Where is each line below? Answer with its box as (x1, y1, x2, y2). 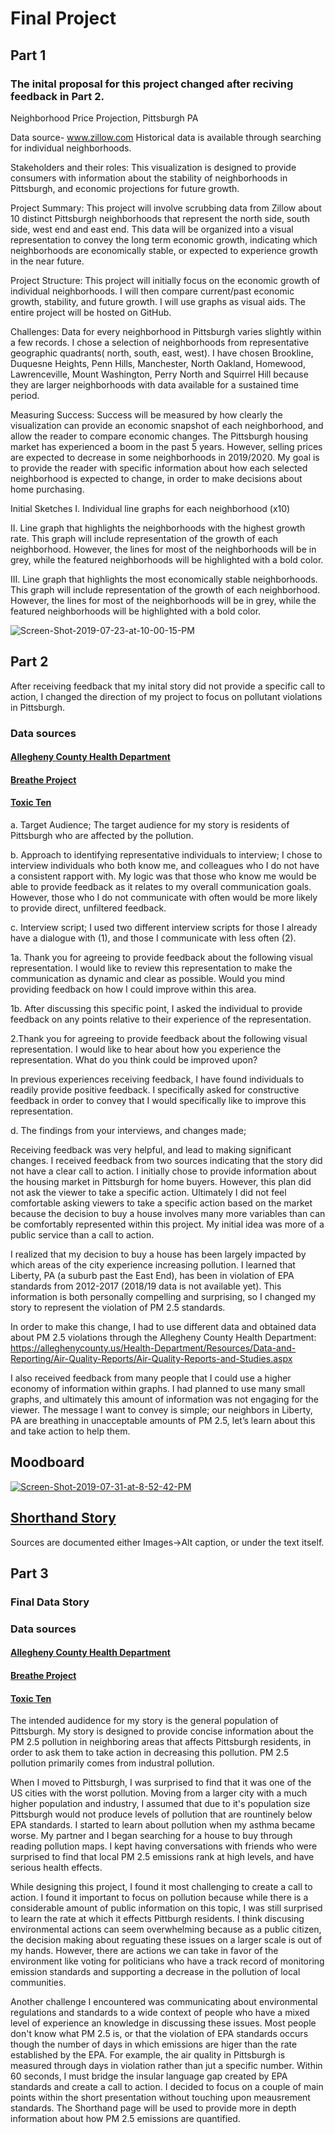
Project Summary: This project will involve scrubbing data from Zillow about (10, 202, 322, 214)
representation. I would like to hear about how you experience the (10, 1043, 282, 1055)
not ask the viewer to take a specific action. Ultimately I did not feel (10, 1187, 287, 1198)
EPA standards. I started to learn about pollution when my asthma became (10, 1819, 316, 1831)
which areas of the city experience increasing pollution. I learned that (10, 1259, 296, 1271)
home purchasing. (10, 483, 85, 495)
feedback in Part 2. (10, 89, 105, 103)
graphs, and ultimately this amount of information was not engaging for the (10, 1393, 319, 1405)
